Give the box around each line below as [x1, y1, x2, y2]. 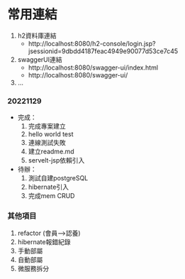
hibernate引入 [28, 182, 69, 192]
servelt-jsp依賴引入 [28, 156, 85, 165]
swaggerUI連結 [17, 55, 62, 64]
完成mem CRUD [28, 192, 75, 200]
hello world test [28, 130, 74, 138]
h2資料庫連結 [17, 31, 57, 40]
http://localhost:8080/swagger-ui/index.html [28, 63, 158, 72]
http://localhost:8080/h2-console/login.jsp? [28, 39, 156, 48]
